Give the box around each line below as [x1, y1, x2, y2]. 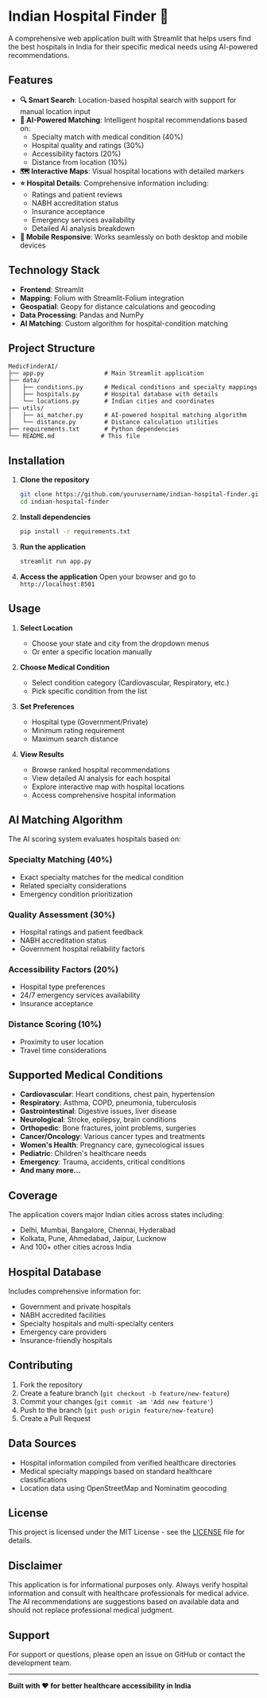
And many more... [19, 1165, 81, 1175]
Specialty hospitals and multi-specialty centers [19, 1318, 174, 1328]
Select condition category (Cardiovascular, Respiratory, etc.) [31, 677, 230, 687]
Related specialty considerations [19, 880, 127, 890]
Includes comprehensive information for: [8, 1286, 141, 1296]
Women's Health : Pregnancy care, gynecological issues [19, 1140, 205, 1150]
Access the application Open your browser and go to [19, 572, 196, 581]
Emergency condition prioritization [19, 889, 133, 899]
